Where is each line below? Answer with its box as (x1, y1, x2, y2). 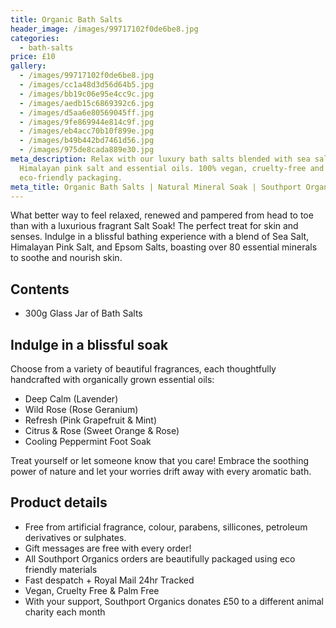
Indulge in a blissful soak (10, 336, 169, 353)
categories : (10, 33, 60, 43)
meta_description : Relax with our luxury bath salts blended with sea (10, 154, 311, 164)
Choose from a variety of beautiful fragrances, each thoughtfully (10, 363, 277, 375)
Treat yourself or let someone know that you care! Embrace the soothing (10, 455, 310, 466)
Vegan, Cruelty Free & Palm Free (24, 584, 160, 596)
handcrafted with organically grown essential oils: (10, 374, 215, 385)
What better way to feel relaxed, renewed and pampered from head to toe (10, 209, 314, 221)
